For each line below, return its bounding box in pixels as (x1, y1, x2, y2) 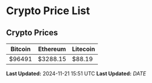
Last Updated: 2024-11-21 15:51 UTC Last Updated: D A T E (6, 70, 146, 77)
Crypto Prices (6, 28, 58, 38)
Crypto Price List (6, 4, 90, 18)
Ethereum (38, 45, 67, 53)
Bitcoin (10, 45, 31, 53)
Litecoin (71, 45, 95, 53)
